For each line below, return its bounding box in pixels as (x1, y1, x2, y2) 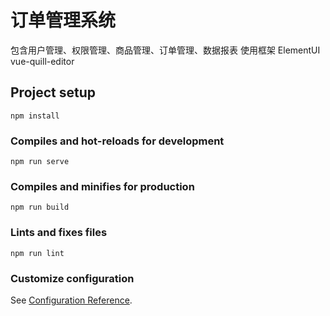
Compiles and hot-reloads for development (10, 134, 225, 148)
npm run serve (10, 157, 70, 167)
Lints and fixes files (10, 226, 108, 240)
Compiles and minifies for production (10, 179, 195, 193)
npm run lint (10, 248, 65, 258)
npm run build (10, 202, 70, 213)
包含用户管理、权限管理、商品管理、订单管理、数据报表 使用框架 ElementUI (10, 44, 321, 56)
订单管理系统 (10, 9, 117, 32)
